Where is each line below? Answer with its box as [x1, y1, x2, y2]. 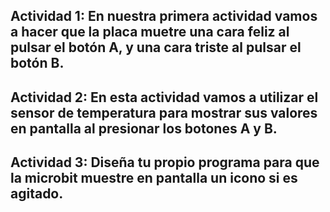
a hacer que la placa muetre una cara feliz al [10, 24, 290, 41]
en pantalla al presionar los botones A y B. [10, 120, 278, 137]
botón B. [10, 55, 65, 72]
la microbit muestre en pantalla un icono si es [10, 170, 298, 187]
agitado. [10, 185, 64, 203]
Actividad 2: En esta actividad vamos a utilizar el [10, 89, 319, 106]
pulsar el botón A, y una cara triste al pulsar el [10, 39, 302, 56]
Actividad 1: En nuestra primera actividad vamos [10, 8, 318, 25]
